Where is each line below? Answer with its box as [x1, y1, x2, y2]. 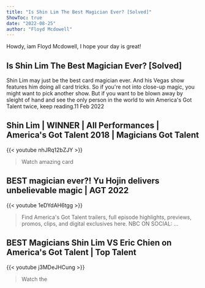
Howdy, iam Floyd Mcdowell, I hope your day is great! [6, 43, 142, 50]
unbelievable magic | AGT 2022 [6, 185, 129, 196]
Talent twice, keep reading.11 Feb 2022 [6, 103, 105, 110]
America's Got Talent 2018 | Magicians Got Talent [6, 130, 199, 141]
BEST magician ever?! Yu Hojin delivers [6, 175, 160, 186]
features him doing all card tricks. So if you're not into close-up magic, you [6, 83, 195, 90]
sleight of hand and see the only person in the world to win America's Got [6, 96, 192, 104]
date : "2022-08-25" [6, 20, 56, 26]
